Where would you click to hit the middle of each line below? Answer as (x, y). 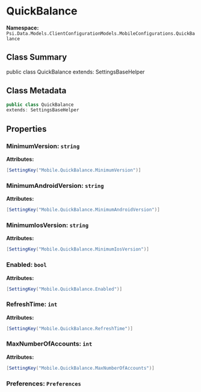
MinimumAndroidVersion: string (55, 185)
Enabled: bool (26, 265)
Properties (26, 129)
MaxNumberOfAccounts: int (49, 344)
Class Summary (37, 58)
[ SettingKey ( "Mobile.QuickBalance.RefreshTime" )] (70, 328)
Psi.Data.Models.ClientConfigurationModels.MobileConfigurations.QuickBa (101, 33)
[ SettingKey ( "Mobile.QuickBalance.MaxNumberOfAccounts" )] (80, 368)
